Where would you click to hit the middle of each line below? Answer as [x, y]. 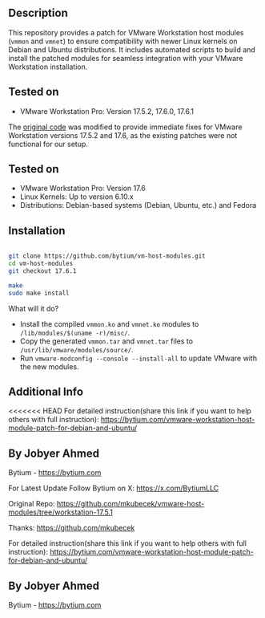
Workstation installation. [48, 67]
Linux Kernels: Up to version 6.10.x [76, 197]
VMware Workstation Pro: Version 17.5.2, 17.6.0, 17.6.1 [107, 111]
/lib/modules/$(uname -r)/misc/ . [75, 332]
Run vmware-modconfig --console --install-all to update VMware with [139, 358]
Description [38, 13]
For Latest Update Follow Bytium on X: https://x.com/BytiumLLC [114, 488]
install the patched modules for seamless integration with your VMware [126, 58]
